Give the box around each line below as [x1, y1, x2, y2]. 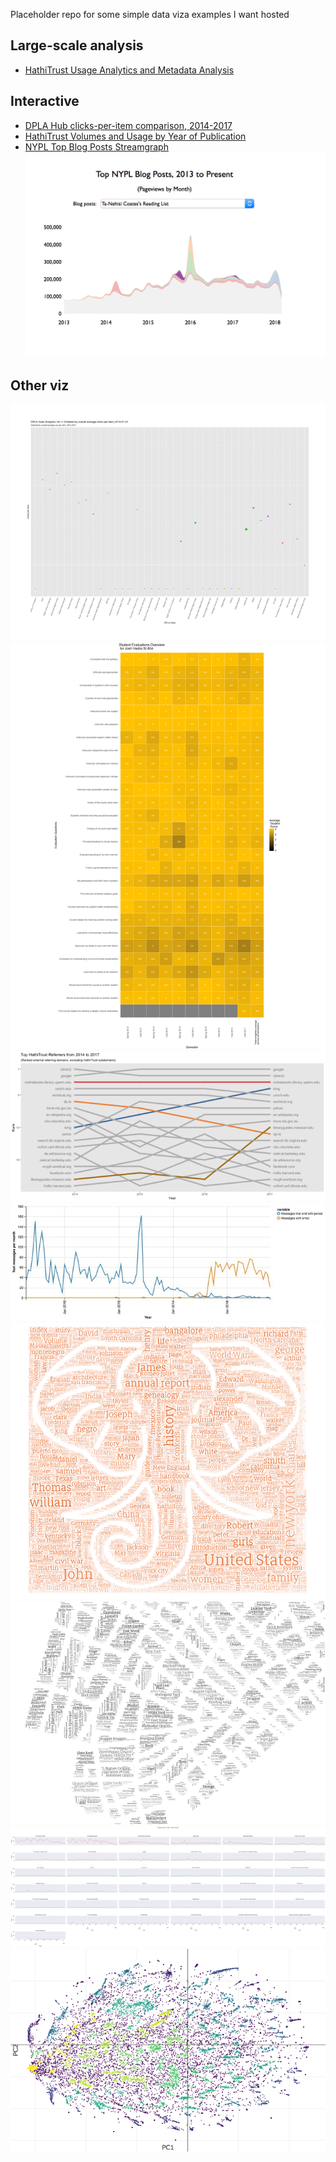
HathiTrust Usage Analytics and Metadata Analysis [24, 64, 235, 76]
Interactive [10, 93, 80, 110]
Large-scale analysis [10, 37, 144, 54]
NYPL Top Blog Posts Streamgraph [24, 140, 169, 153]
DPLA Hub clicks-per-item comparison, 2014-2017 [24, 119, 233, 131]
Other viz [10, 377, 70, 394]
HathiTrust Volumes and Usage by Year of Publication [24, 130, 247, 142]
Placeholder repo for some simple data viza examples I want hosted [10, 9, 290, 20]
